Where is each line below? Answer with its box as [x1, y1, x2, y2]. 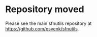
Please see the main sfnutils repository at [5, 20, 92, 26]
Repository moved [5, 4, 85, 15]
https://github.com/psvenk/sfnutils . [5, 25, 79, 31]
